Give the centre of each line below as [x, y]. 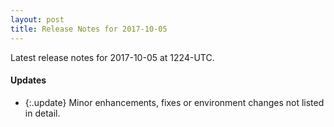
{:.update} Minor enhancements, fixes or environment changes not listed [174, 102]
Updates [28, 80]
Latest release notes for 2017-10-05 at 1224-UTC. [112, 57]
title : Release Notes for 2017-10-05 [89, 29]
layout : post [37, 19]
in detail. [42, 113]
